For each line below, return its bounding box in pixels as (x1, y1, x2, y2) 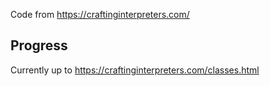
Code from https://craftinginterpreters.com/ (10, 9, 190, 20)
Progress (10, 37, 68, 54)
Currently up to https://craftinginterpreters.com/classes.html (10, 64, 260, 76)
